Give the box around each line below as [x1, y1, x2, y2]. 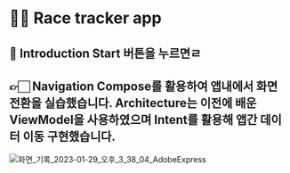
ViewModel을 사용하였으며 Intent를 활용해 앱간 [9, 111, 258, 128]
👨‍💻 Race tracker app [9, 8, 162, 29]
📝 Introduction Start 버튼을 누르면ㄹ [9, 45, 202, 61]
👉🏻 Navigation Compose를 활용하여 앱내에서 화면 [9, 78, 278, 94]
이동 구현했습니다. [22, 128, 116, 144]
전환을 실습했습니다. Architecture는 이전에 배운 [9, 95, 257, 111]
